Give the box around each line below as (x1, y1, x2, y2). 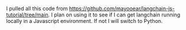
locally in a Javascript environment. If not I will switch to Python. (6, 18, 163, 24)
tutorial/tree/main (6, 11, 49, 18)
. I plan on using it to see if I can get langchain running (48, 11, 181, 18)
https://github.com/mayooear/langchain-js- (69, 5, 175, 12)
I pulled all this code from (6, 5, 68, 12)
